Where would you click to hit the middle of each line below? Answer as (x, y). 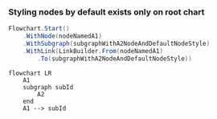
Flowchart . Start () (39, 29)
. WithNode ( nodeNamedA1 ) (63, 36)
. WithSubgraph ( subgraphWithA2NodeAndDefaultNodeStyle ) (117, 44)
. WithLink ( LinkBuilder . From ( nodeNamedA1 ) (93, 51)
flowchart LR (30, 73)
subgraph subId (48, 87)
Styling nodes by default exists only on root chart (106, 12)
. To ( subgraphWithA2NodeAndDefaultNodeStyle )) (115, 59)
